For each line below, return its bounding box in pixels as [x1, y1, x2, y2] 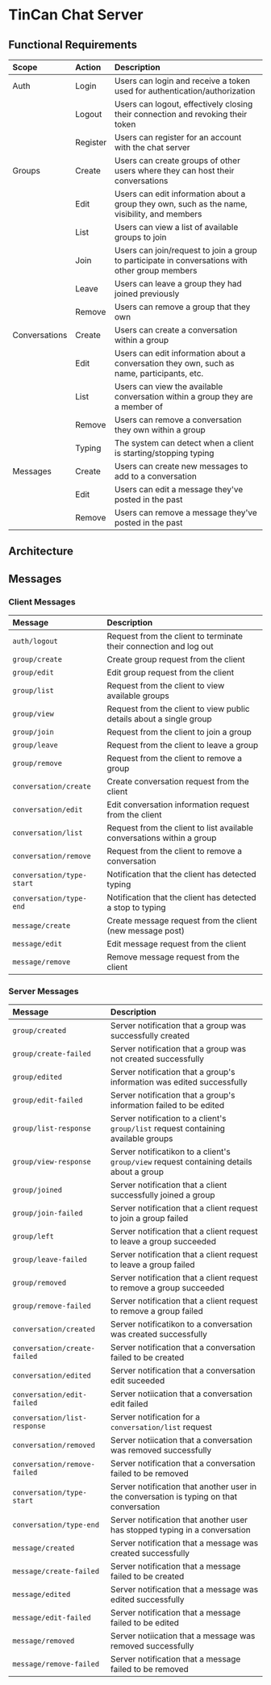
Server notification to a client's [110, 1113, 227, 1124]
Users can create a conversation [114, 324, 238, 336]
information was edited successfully [110, 1077, 248, 1088]
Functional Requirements [8, 38, 137, 52]
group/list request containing [110, 1123, 226, 1135]
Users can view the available [114, 381, 223, 392]
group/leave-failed [12, 1255, 87, 1265]
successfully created [110, 1031, 190, 1042]
